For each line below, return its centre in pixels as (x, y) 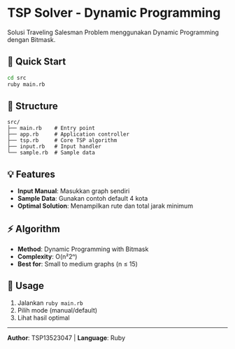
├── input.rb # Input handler (54, 147)
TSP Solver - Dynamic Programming (114, 13)
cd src (17, 78)
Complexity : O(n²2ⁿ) (47, 256)
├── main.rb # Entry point (51, 128)
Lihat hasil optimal (43, 318)
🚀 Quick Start (37, 62)
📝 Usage (26, 286)
